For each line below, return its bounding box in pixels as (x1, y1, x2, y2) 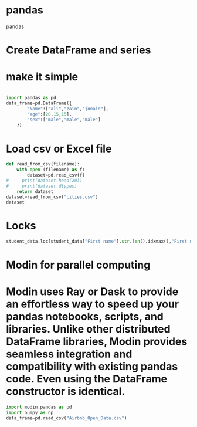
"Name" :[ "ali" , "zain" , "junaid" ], (27, 106, 109, 111)
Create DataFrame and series (6, 43, 151, 57)
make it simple (6, 70, 78, 84)
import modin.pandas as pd (6, 404, 72, 411)
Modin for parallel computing (6, 259, 151, 272)
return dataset (16, 188, 54, 194)
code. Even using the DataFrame (6, 372, 168, 386)
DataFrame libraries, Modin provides (6, 335, 188, 348)
